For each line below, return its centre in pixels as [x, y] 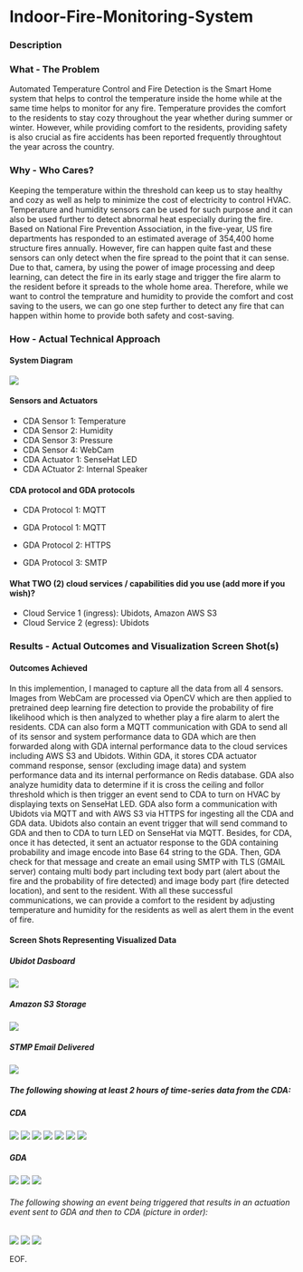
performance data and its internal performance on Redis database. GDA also [152, 775]
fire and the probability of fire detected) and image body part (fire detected [149, 880]
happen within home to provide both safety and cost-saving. [122, 316]
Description [36, 45]
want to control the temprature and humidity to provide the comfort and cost [151, 296]
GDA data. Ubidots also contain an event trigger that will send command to [148, 823]
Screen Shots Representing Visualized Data [93, 940]
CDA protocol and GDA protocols [72, 490]
